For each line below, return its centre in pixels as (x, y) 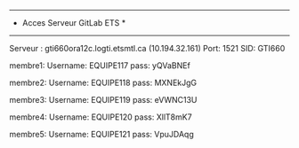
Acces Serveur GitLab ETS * (74, 23)
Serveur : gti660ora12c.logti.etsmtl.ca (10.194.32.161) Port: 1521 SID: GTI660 (147, 48)
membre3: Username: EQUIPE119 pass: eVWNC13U (103, 100)
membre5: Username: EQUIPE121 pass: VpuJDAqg (101, 134)
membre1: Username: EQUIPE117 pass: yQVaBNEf (100, 66)
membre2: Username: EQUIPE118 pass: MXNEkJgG (103, 82)
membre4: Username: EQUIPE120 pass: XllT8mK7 (101, 117)
